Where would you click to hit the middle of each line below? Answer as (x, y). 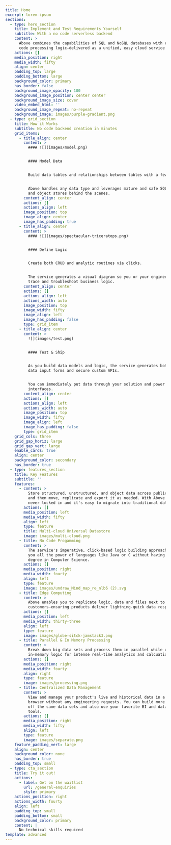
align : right (37, 674)
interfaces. (40, 389)
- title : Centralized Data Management (60, 688)
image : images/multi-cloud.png (57, 536)
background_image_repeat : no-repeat (53, 110)
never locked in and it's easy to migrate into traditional (93, 503)
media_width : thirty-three (52, 621)
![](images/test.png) (51, 339)
